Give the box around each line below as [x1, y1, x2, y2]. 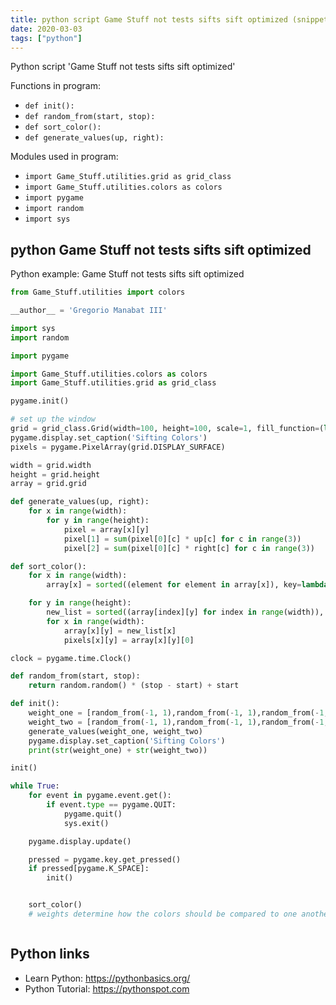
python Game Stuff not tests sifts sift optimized [10, 241, 312, 258]
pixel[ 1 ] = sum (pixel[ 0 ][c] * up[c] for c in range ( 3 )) [63, 534, 302, 544]
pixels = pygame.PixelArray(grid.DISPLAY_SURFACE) [10, 442, 226, 452]
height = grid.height [10, 469, 101, 480]
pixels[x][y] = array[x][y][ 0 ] [63, 635, 195, 645]
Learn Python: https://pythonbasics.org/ [24, 972, 191, 984]
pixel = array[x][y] [63, 524, 150, 535]
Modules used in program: [10, 151, 119, 163]
